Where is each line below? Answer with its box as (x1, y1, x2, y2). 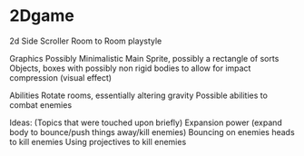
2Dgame (9, 5, 75, 26)
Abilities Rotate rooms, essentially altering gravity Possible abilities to (9, 90, 268, 101)
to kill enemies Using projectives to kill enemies (9, 136, 187, 147)
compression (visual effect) (9, 72, 112, 83)
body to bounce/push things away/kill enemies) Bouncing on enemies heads (9, 126, 295, 137)
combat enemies (9, 99, 73, 110)
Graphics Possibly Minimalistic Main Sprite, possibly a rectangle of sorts (9, 53, 279, 63)
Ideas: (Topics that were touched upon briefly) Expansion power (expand (9, 117, 283, 128)
